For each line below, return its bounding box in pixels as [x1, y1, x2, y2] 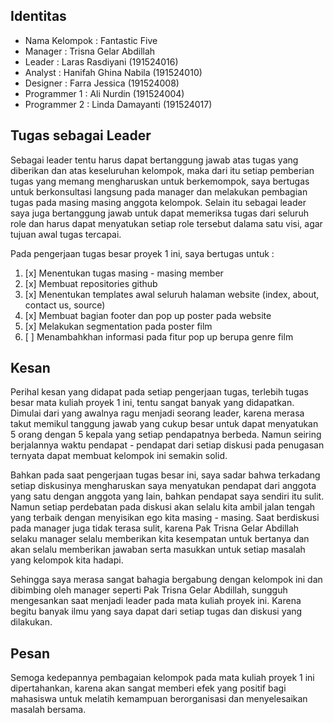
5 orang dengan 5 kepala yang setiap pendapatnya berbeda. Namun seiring [10, 429, 322, 441]
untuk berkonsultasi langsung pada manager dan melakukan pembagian [10, 185, 308, 198]
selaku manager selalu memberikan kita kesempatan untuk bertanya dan [10, 533, 310, 545]
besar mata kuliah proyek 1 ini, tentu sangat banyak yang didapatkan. [10, 397, 295, 409]
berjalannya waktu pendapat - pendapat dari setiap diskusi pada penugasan [10, 439, 325, 451]
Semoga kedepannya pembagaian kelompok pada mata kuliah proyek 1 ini [10, 672, 315, 684]
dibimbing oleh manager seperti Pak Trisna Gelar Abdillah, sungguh [10, 584, 288, 596]
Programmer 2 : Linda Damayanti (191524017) [24, 98, 213, 110]
